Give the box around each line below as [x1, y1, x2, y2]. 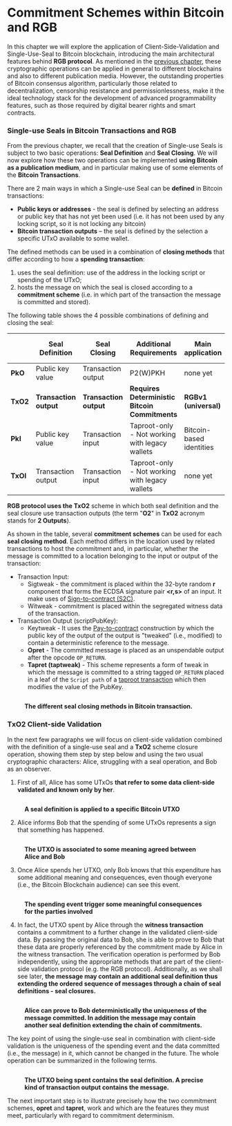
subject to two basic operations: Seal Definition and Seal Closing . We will [7, 149, 217, 157]
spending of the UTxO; [17, 276, 82, 284]
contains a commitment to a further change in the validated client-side [17, 928, 217, 936]
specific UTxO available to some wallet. [17, 234, 130, 243]
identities [184, 442, 214, 452]
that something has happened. [17, 825, 105, 834]
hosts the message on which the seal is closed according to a [17, 283, 193, 292]
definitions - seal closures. [17, 986, 97, 995]
